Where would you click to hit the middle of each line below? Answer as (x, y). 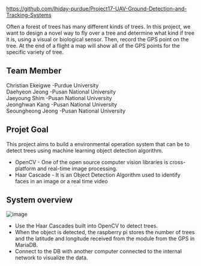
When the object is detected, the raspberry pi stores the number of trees (105, 232)
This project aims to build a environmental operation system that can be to (98, 144)
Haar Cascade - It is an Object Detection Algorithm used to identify (98, 175)
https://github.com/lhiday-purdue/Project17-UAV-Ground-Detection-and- (97, 9)
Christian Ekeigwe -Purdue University (52, 85)
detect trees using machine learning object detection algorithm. (85, 150)
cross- (178, 162)
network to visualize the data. (51, 258)
